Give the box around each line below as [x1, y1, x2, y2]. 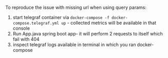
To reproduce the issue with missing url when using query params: [5, 5, 146, 10]
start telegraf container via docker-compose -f [12, 14, 109, 20]
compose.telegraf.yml [12, 21, 59, 26]
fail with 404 [12, 36, 40, 42]
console [12, 25, 30, 31]
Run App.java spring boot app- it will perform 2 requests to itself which [12, 31, 163, 36]
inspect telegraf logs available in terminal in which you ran [12, 42, 136, 48]
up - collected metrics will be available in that [61, 20, 157, 26]
